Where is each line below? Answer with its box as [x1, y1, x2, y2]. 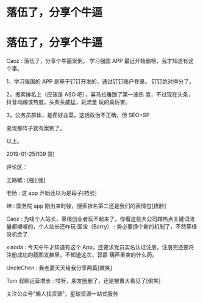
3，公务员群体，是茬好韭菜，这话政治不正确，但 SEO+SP [6, 111, 150, 119]
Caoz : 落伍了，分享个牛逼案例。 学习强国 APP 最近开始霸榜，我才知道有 [6, 57, 189, 65]
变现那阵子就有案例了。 [6, 125, 65, 132]
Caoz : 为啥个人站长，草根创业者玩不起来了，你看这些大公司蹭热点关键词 [6, 215, 190, 223]
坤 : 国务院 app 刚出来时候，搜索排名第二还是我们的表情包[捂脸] [6, 202, 166, 210]
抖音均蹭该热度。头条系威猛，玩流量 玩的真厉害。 [6, 98, 131, 106]
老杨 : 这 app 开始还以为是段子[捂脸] [6, 189, 98, 197]
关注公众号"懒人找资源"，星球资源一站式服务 [6, 290, 119, 298]
